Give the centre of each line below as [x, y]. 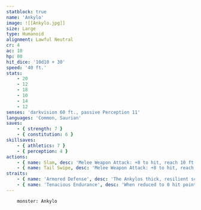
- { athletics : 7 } [41, 145]
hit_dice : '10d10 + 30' [36, 62]
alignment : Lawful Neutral [40, 40]
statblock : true [26, 12]
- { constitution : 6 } [45, 135]
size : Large [21, 28]
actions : [17, 157]
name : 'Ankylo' [25, 17]
